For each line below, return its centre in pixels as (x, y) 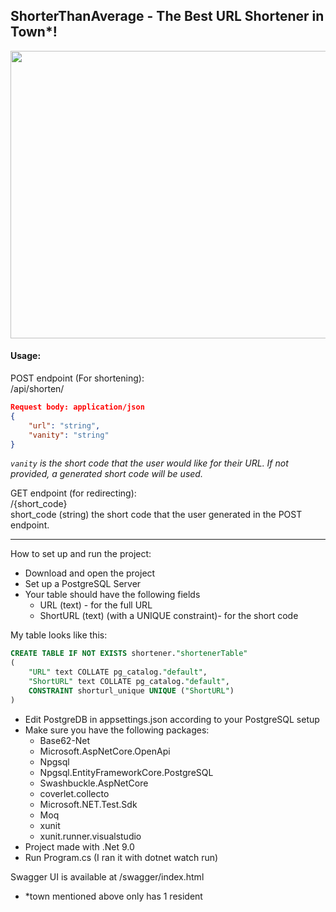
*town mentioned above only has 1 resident (113, 896)
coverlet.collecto (74, 793)
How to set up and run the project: (81, 554)
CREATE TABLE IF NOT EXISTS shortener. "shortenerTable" (129, 654)
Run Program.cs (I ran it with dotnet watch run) (121, 857)
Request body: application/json (77, 407)
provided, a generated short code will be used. (106, 474)
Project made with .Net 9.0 (79, 846)
